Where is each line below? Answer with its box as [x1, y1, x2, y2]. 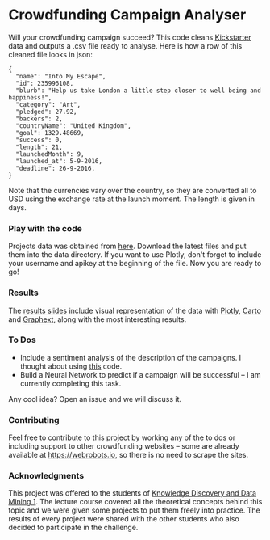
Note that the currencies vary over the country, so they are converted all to [8, 185, 257, 195]
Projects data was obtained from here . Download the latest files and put [8, 241, 247, 251]
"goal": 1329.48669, [15, 129, 85, 137]
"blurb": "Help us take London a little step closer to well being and [15, 86, 262, 95]
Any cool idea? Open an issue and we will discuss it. [8, 394, 181, 403]
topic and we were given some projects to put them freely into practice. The [8, 505, 260, 515]
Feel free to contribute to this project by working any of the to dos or [8, 432, 236, 442]
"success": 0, [15, 136, 63, 144]
